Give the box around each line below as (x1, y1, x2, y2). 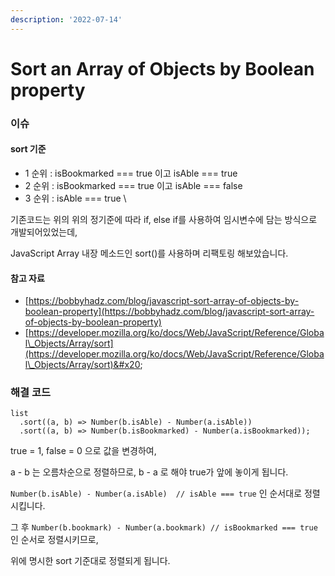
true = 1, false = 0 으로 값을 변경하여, (10, 445, 157, 457)
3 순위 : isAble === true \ (24, 192, 127, 204)
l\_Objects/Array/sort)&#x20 (24, 359, 141, 371)
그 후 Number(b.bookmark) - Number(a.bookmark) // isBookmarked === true (10, 521, 318, 533)
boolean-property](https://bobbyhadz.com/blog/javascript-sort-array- (24, 306, 315, 318)
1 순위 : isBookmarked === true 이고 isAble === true (24, 167, 238, 179)
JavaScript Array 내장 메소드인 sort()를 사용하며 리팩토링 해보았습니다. (10, 247, 289, 259)
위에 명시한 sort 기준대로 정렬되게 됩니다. (10, 555, 171, 567)
